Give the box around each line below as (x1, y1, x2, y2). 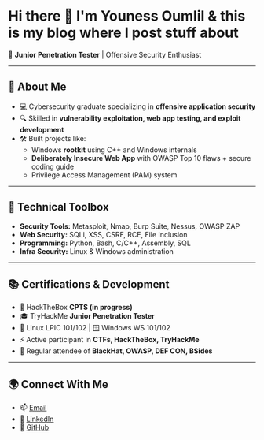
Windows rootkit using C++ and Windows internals (31, 145, 198, 155)
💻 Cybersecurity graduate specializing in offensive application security (19, 102, 256, 111)
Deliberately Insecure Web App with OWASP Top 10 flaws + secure (31, 153, 251, 162)
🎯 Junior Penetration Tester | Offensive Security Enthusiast (8, 50, 202, 59)
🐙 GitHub (19, 423, 49, 432)
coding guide (31, 162, 75, 171)
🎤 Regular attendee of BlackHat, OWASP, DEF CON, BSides (19, 346, 213, 356)
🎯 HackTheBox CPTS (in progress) (19, 303, 133, 312)
